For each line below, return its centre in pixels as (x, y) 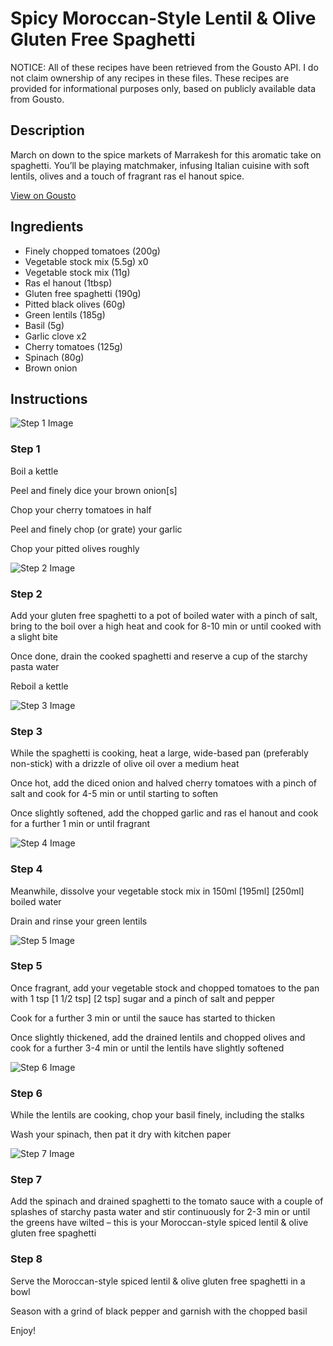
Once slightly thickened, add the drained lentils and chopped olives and (158, 1037)
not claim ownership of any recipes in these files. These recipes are (150, 78)
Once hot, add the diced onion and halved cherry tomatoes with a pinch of (163, 783)
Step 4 (26, 869)
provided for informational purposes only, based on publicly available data (163, 88)
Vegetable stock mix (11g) (77, 272)
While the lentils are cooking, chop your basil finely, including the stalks (157, 1115)
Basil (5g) (44, 325)
